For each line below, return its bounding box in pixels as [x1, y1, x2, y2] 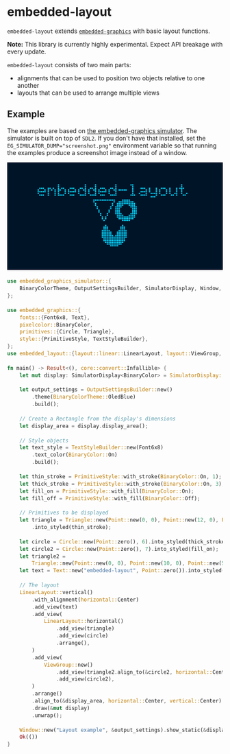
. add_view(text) [31, 603, 78, 611]
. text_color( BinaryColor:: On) [31, 451, 118, 458]
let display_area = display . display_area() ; [19, 423, 149, 429]
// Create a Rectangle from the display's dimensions [19, 415, 176, 422]
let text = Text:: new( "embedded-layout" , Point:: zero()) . [19, 567, 188, 574]
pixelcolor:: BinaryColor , [19, 321, 94, 328]
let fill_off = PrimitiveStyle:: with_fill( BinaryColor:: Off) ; [19, 495, 201, 502]
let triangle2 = [19, 553, 66, 560]
